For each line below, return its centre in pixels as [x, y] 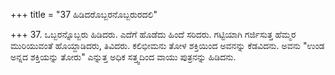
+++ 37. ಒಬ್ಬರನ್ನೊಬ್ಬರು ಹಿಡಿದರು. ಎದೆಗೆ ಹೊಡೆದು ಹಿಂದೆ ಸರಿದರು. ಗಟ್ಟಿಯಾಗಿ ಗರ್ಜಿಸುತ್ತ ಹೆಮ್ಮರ [153, 34]
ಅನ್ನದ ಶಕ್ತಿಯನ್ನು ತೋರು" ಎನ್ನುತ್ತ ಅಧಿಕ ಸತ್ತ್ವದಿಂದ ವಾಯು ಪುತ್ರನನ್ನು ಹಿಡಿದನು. [123, 57]
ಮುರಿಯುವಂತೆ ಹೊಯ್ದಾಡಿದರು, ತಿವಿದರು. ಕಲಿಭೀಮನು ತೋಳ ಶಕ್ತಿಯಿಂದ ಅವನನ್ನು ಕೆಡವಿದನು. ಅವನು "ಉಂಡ [167, 45]
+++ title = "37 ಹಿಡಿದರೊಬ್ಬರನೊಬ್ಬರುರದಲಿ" [84, 14]
